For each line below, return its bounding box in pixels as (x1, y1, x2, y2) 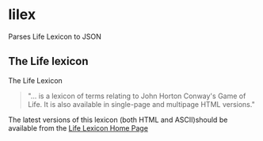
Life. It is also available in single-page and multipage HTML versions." (27, 99, 255, 109)
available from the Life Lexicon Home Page (8, 123, 149, 132)
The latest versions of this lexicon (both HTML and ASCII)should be (8, 115, 228, 124)
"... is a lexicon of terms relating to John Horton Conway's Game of (27, 91, 246, 101)
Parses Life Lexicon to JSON (8, 32, 101, 41)
